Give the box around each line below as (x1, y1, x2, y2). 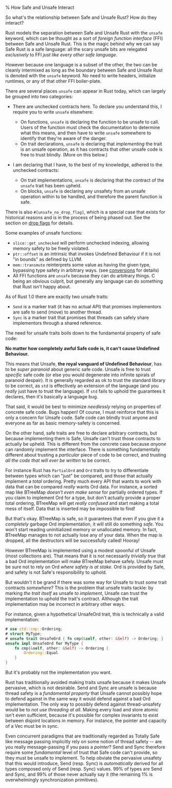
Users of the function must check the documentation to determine (20, 125, 160, 130)
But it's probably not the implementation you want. (5, 669, 112, 675)
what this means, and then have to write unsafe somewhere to (20, 130, 152, 136)
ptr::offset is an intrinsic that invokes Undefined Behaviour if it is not (12, 251, 161, 257)
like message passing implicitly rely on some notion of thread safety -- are (5, 739, 162, 744)
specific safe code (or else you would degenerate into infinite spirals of (5, 372, 156, 378)
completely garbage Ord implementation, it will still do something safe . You (5, 521, 164, 527)
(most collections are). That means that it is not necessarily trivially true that (5, 553, 166, 559)
